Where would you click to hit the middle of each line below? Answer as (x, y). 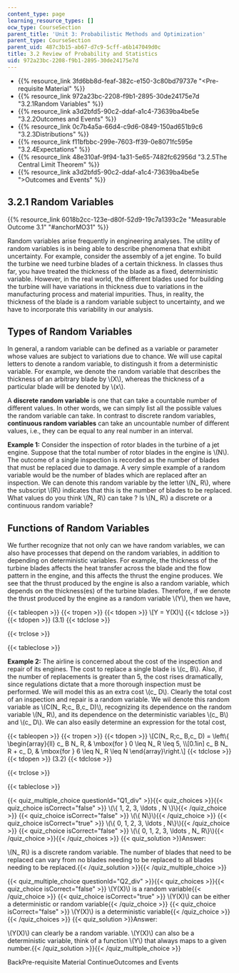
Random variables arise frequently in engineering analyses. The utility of (114, 241)
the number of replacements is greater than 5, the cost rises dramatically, (115, 677)
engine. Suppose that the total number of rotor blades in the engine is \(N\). (118, 453)
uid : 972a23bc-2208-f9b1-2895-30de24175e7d (73, 61)
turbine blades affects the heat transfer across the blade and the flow (110, 568)
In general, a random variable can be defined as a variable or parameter (113, 349)
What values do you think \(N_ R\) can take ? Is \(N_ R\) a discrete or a (110, 498)
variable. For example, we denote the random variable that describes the (114, 372)
